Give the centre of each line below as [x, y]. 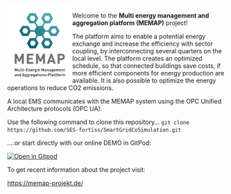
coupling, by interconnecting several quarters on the [147, 51]
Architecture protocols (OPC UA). [55, 108]
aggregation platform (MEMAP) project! [130, 23]
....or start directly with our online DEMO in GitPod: [79, 143]
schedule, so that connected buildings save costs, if [147, 66]
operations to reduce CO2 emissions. [60, 88]
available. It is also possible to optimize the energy [144, 80]
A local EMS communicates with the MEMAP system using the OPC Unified [114, 101]
